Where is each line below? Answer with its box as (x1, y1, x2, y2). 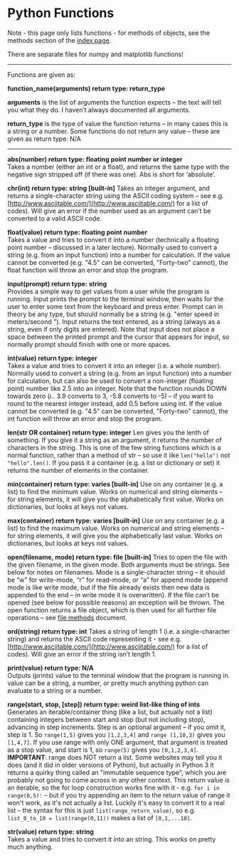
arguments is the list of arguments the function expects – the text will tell (7, 98, 222, 106)
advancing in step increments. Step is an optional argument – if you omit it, (7, 723, 226, 731)
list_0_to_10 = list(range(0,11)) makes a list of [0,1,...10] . (7, 813, 192, 822)
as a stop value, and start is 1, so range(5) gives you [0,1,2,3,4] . (7, 745, 199, 754)
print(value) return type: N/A (7, 664, 94, 672)
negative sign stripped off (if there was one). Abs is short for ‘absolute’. (7, 169, 216, 179)
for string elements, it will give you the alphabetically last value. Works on (7, 531, 223, 540)
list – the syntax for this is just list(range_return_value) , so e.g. (7, 806, 196, 815)
